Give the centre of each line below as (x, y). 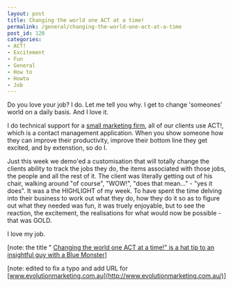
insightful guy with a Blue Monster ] (57, 255)
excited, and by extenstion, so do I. (57, 148)
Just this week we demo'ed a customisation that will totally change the (109, 162)
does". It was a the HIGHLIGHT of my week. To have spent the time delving (115, 191)
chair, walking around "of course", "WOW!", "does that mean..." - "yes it (110, 184)
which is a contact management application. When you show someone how (115, 133)
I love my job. (26, 234)
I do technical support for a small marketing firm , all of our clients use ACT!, (115, 125)
